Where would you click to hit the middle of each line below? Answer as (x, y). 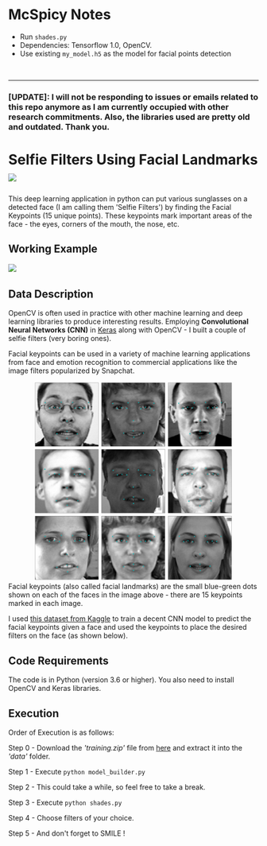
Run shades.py (43, 37)
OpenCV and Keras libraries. (55, 689)
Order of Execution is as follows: (61, 732)
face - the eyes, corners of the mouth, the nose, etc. (94, 223)
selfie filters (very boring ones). (60, 339)
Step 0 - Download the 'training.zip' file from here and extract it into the (125, 748)
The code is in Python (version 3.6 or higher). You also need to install (121, 680)
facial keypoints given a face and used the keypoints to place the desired (128, 627)
